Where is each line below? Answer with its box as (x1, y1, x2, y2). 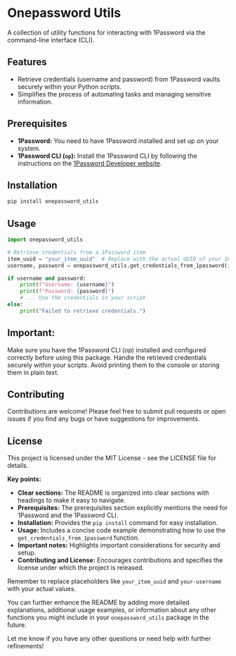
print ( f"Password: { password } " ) (20, 287, 114, 295)
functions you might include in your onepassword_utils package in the (7, 613, 209, 621)
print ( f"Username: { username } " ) (20, 281, 114, 288)
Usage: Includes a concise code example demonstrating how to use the (17, 526, 226, 535)
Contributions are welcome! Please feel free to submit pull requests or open (7, 407, 226, 416)
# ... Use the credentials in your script (20, 295, 146, 302)
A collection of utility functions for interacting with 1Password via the (7, 28, 206, 37)
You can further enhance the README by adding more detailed (7, 598, 190, 607)
